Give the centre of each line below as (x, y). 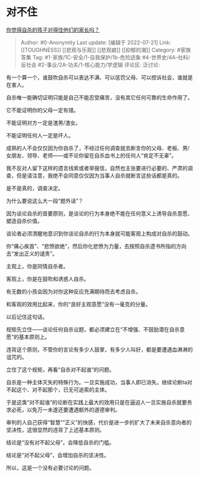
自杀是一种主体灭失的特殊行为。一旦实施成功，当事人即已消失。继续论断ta (97, 382)
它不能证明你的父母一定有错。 (42, 110)
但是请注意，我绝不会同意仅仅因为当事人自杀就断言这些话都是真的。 (99, 175)
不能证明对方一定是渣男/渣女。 (44, 123)
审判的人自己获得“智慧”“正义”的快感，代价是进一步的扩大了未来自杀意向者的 (99, 422)
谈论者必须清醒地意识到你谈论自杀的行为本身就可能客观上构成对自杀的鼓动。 (99, 233)
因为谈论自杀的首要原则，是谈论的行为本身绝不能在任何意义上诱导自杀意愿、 (99, 213)
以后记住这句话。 (27, 316)
